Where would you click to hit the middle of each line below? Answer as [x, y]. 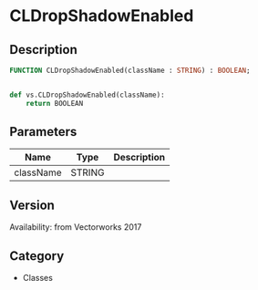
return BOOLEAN [55, 103]
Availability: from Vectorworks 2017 [76, 227]
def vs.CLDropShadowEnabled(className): [88, 95]
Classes [37, 278]
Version [32, 205]
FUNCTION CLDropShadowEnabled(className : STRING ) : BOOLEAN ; [130, 70]
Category [37, 256]
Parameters [43, 132]
